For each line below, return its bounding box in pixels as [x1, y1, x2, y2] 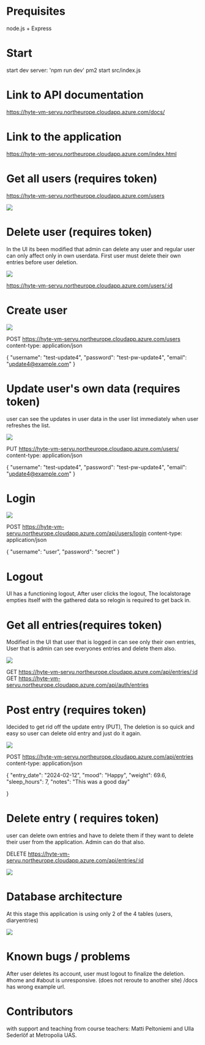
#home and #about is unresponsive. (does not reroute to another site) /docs [6, 977, 198, 984]
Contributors [6, 1004, 73, 1019]
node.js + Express [6, 25, 52, 32]
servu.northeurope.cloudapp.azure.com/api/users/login [6, 530, 147, 537]
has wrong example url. [6, 983, 66, 990]
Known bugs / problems [6, 950, 130, 964]
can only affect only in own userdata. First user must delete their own [6, 252, 181, 259]
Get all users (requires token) [6, 171, 158, 186]
